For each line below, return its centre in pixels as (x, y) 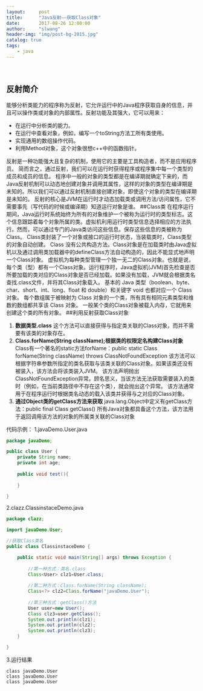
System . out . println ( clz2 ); (62, 625)
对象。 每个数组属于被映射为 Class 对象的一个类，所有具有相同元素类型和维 (100, 297)
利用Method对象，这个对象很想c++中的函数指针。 (77, 148)
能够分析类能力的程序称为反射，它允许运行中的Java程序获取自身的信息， (97, 105)
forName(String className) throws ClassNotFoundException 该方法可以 (105, 356)
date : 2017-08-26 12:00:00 (48, 23)
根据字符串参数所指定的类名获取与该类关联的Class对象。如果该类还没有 (104, 363)
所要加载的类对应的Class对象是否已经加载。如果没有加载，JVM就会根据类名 (101, 275)
